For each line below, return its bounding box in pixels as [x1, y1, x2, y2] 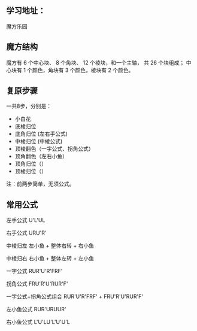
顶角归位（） [14, 160, 47, 168]
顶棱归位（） [14, 168, 47, 175]
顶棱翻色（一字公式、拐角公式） [14, 145, 94, 153]
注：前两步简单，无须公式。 [6, 180, 75, 187]
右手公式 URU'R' [6, 229, 47, 236]
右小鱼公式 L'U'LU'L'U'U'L [6, 318, 70, 326]
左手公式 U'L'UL [6, 217, 46, 224]
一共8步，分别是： [6, 102, 52, 110]
